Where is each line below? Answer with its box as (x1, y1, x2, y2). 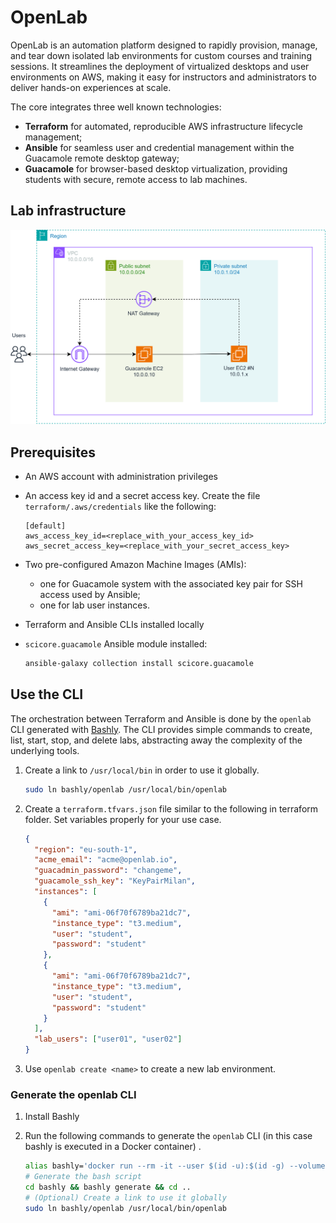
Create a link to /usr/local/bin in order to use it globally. (24, 764, 260, 776)
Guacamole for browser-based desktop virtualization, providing (24, 162, 288, 175)
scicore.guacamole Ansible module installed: (24, 638, 208, 650)
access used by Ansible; (39, 589, 141, 601)
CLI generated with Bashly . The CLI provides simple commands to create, (10, 723, 313, 735)
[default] (24, 521, 67, 531)
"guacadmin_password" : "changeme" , (34, 866, 183, 876)
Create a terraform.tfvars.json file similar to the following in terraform (24, 802, 319, 815)
